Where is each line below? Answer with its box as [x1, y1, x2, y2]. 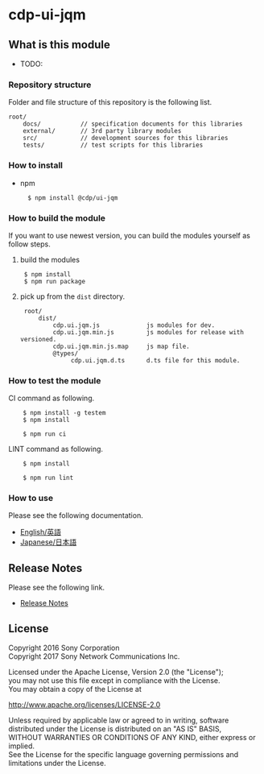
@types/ [52, 349, 79, 358]
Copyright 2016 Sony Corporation [8, 643, 120, 653]
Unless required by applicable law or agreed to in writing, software [8, 715, 229, 726]
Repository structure [8, 79, 92, 90]
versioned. [19, 335, 57, 343]
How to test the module [8, 375, 101, 386]
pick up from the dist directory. [19, 292, 126, 301]
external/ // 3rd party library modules [23, 127, 182, 135]
